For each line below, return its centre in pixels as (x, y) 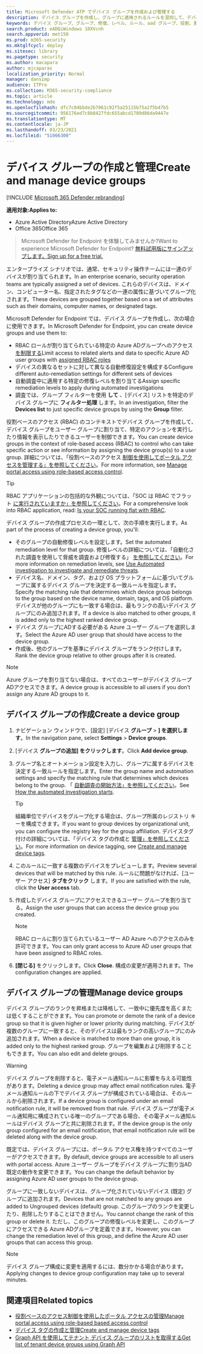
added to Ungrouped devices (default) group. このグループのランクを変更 (98, 1206)
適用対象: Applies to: (32, 210)
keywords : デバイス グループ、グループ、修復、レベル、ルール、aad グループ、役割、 (100, 23)
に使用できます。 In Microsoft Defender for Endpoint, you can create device (100, 326)
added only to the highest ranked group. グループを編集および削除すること (99, 1046)
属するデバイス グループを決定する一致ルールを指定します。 (105, 585)
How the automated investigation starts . (65, 792)
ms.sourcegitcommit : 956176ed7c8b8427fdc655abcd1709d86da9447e (88, 113)
